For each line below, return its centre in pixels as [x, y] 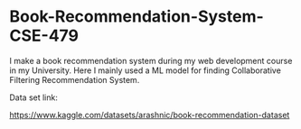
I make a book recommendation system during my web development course [151, 60]
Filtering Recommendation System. [75, 79]
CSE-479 [44, 36]
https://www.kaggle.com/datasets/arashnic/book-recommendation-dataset [150, 115]
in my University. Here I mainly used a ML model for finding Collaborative [146, 70]
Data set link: [34, 97]
